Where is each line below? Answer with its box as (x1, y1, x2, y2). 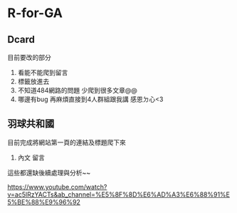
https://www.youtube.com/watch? (7, 182, 107, 191)
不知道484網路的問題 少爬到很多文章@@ (17, 86, 137, 94)
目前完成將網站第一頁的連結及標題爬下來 (7, 137, 126, 147)
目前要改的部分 (7, 53, 51, 61)
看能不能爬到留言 (17, 68, 68, 76)
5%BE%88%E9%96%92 (7, 197, 80, 206)
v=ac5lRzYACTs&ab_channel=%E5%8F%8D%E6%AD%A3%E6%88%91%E (7, 190, 230, 199)
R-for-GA (7, 5, 63, 21)
